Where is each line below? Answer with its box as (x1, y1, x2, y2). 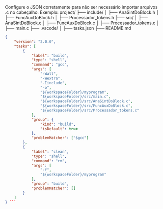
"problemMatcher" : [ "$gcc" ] (31, 136, 89, 140)
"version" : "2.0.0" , (14, 39, 56, 44)
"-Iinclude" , (40, 80, 67, 85)
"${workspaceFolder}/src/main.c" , (40, 94, 111, 99)
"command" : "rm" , (31, 158, 67, 163)
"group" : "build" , (31, 181, 69, 186)
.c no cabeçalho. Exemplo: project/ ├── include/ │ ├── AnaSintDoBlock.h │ (5, 9, 160, 15)
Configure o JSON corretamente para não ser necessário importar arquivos (5, 4, 158, 10)
